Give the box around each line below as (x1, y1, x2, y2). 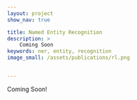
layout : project (7, 10, 53, 17)
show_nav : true (7, 16, 51, 23)
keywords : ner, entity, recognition (7, 48, 112, 55)
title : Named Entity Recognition (7, 29, 103, 36)
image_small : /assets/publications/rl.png (7, 54, 130, 62)
